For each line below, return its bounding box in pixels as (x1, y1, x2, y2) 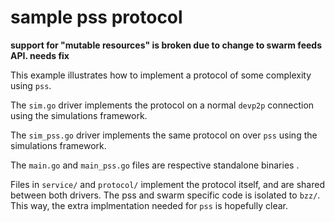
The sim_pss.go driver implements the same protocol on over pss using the (10, 129, 318, 141)
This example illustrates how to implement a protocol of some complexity (10, 69, 312, 81)
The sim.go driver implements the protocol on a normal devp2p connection (10, 99, 315, 111)
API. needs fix (10, 49, 70, 61)
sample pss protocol (10, 6, 183, 29)
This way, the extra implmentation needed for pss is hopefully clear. (10, 199, 288, 211)
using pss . (10, 79, 52, 91)
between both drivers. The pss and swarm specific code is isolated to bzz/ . (10, 189, 321, 201)
